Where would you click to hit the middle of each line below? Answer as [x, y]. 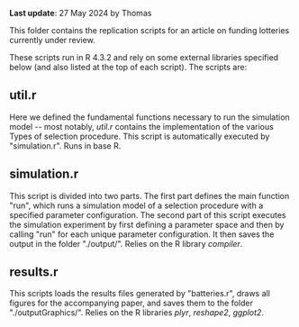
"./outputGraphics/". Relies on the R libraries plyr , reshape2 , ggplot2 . [136, 313]
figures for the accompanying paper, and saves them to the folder [131, 303]
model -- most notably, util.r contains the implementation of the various [142, 126]
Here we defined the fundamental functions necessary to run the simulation [149, 117]
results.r [34, 272]
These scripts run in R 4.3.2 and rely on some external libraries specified [144, 57]
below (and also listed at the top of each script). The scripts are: [128, 67]
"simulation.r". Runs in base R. [65, 145]
